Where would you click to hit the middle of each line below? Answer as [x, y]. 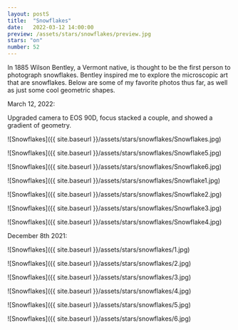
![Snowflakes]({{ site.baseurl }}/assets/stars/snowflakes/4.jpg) [99, 291]
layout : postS [29, 14]
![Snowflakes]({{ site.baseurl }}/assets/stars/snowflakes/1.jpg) [99, 249]
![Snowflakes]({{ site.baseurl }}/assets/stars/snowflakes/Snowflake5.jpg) [115, 153]
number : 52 [24, 47]
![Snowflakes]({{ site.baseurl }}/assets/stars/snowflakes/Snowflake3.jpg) [115, 208]
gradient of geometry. [40, 125]
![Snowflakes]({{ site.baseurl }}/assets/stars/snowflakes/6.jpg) [99, 319]
